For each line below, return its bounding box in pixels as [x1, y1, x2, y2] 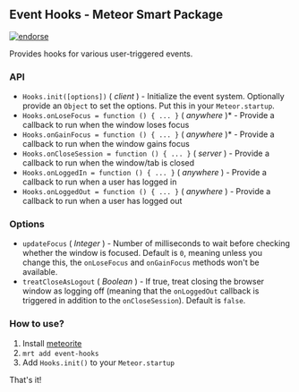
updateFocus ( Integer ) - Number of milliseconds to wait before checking [21, 238, 291, 249]
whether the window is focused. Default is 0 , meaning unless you [21, 248, 262, 259]
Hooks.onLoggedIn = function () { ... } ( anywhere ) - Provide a [21, 167, 267, 178]
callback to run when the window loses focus [21, 120, 190, 131]
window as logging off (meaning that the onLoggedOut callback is [21, 285, 260, 296]
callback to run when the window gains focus [21, 139, 190, 149]
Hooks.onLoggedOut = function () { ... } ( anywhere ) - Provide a [21, 186, 271, 197]
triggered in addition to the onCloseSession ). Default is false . [21, 295, 246, 306]
